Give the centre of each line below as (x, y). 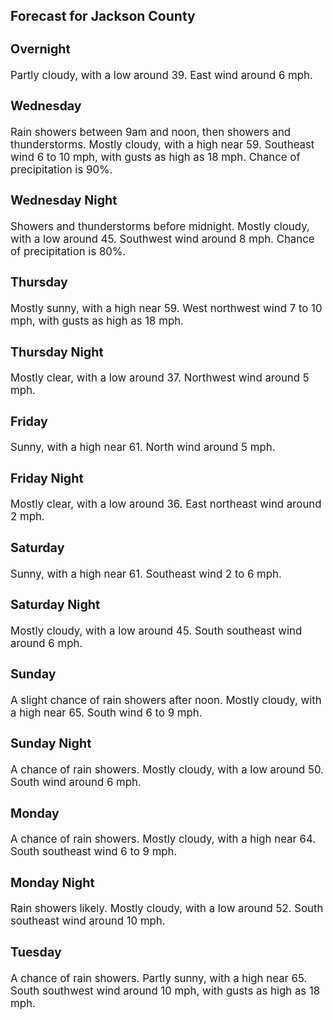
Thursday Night (57, 352)
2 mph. (27, 517)
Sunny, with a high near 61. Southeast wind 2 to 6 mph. (146, 574)
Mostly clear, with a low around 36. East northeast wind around (166, 504)
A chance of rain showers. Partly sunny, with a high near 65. (159, 978)
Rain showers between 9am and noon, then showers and (151, 132)
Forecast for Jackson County (103, 16)
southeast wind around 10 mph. (88, 921)
